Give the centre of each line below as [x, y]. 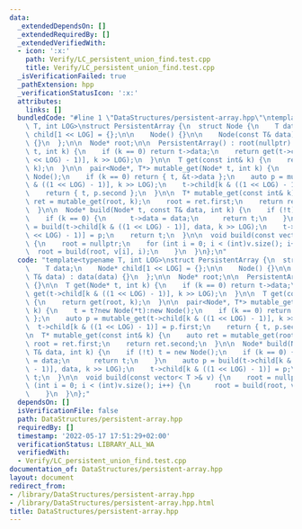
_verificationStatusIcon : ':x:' [78, 93]
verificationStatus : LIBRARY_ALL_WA [86, 444]
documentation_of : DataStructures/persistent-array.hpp [116, 470]
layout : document [42, 478]
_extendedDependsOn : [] [62, 26]
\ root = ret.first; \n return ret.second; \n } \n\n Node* [144, 344]
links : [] [44, 110]
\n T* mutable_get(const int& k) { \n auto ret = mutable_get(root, [162, 336]
